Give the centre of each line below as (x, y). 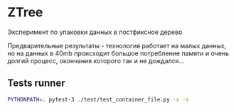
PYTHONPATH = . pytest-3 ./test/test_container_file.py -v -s (98, 99)
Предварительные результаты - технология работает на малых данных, (117, 45)
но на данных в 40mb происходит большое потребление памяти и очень (118, 53)
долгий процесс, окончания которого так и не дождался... (96, 60)
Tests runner (36, 83)
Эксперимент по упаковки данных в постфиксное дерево (95, 32)
